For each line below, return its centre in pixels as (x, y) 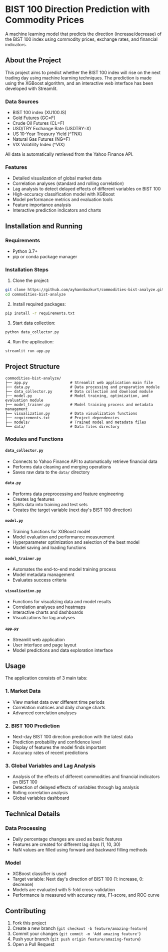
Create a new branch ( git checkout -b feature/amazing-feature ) (80, 928)
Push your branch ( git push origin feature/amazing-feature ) (76, 939)
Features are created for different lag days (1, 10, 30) (66, 844)
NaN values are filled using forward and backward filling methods (80, 850)
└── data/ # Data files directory (62, 426)
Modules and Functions (34, 439)
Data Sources (22, 102)
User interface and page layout (44, 645)
